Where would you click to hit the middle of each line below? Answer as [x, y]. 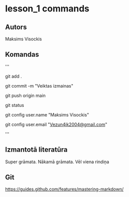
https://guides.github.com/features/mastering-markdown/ [64, 189]
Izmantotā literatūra [36, 150]
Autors [16, 27]
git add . [14, 76]
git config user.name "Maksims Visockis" [47, 114]
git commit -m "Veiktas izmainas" [39, 86]
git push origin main [26, 96]
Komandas [22, 54]
